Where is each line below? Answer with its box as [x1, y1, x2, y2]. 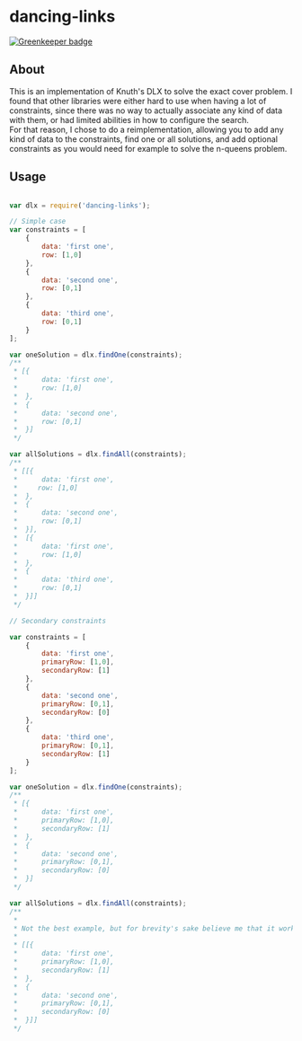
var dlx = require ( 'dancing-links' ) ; [9, 200, 151, 210]
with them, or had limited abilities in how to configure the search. [9, 114, 250, 125]
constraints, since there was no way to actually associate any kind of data [9, 105, 283, 116]
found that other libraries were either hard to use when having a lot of [9, 95, 267, 106]
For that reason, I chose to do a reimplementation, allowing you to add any [9, 124, 285, 135]
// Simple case [9, 217, 67, 226]
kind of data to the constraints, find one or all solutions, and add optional [9, 133, 279, 145]
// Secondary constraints [9, 616, 106, 625]
